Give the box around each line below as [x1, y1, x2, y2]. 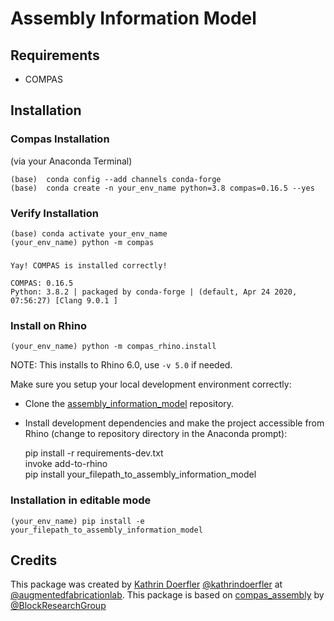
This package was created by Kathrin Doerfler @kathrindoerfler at [10, 578, 283, 591]
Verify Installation [10, 206, 99, 220]
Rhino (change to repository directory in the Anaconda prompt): [24, 428, 288, 440]
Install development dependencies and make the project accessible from [24, 417, 325, 429]
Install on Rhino [10, 318, 87, 332]
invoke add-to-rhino [24, 458, 108, 470]
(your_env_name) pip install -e [10, 516, 145, 526]
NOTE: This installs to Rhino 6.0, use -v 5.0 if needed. [10, 359, 233, 371]
